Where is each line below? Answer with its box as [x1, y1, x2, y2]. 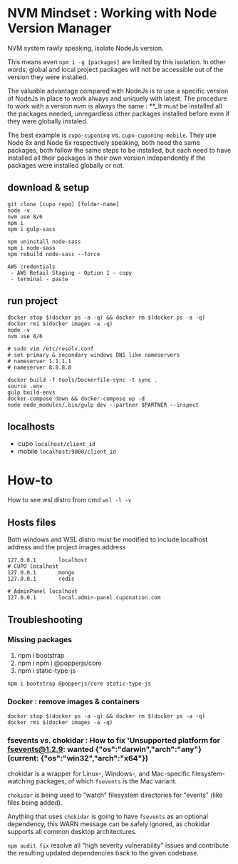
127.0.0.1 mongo [7, 569, 75, 576]
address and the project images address [7, 543, 126, 552]
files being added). [7, 798, 63, 807]
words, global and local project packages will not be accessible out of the [7, 65, 224, 73]
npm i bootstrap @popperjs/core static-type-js [7, 680, 152, 687]
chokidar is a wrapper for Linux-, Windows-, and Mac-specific [7, 769, 191, 778]
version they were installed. [7, 73, 88, 81]
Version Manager [7, 20, 112, 36]
